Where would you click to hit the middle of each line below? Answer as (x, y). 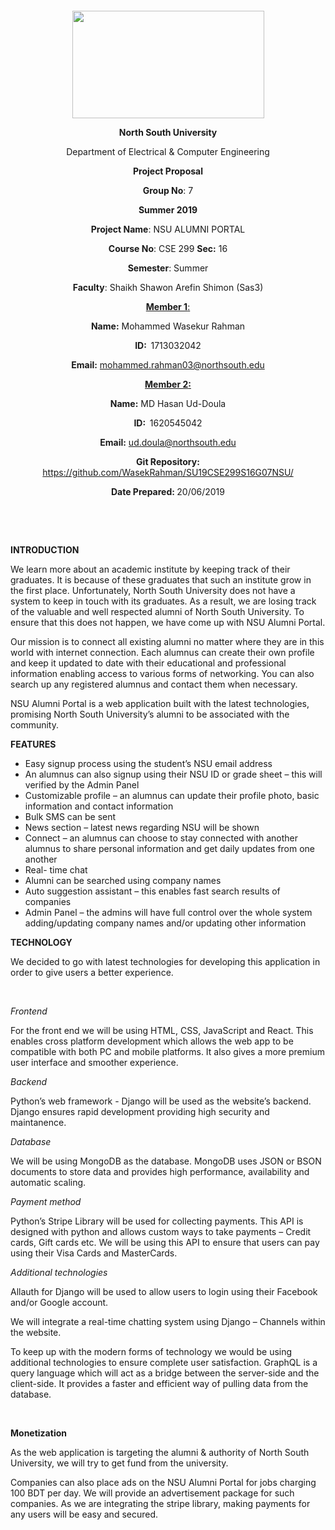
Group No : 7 (168, 190)
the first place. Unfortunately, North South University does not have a (153, 590)
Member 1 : (168, 306)
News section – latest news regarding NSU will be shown (142, 827)
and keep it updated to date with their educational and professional (148, 663)
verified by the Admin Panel (82, 785)
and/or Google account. (59, 1302)
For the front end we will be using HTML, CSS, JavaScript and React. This (162, 1030)
